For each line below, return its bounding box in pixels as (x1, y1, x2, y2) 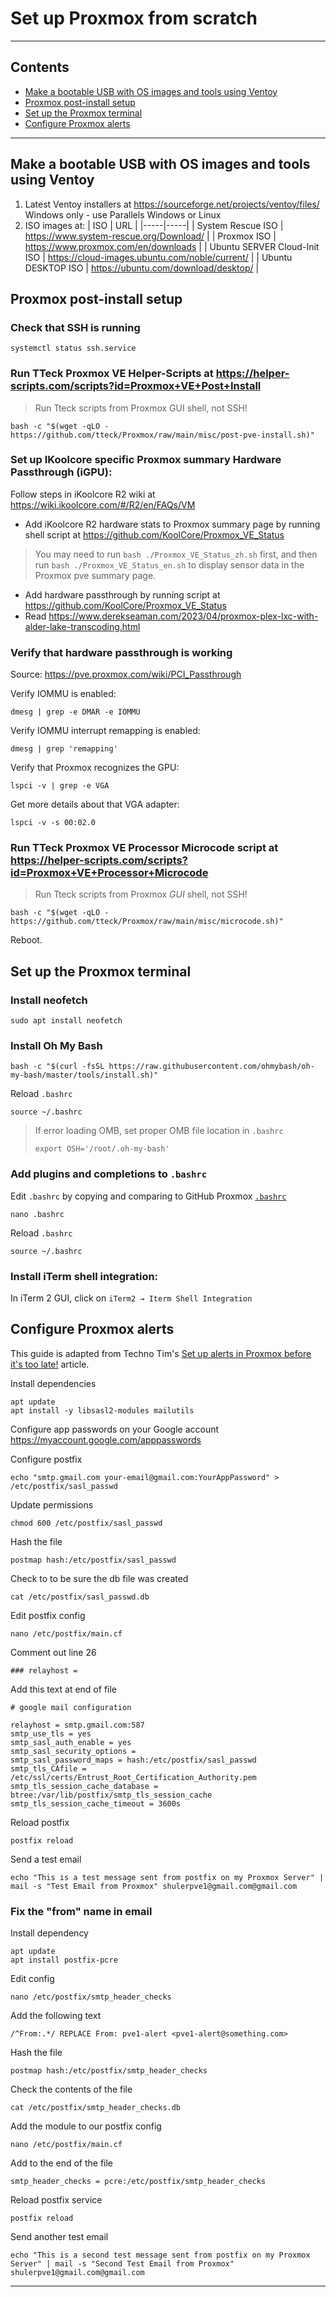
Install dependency (10, 1927, 89, 1939)
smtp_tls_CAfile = (10, 1763, 87, 1774)
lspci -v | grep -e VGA (10, 781, 110, 791)
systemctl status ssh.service (10, 343, 137, 354)
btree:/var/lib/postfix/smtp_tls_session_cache (10, 1790, 213, 1800)
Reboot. (10, 934, 43, 946)
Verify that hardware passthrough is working (10, 645, 233, 659)
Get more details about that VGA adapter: (10, 798, 180, 811)
